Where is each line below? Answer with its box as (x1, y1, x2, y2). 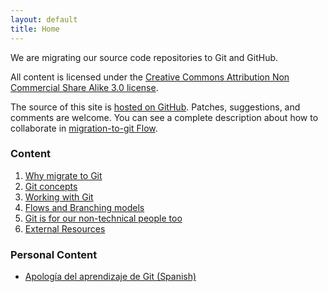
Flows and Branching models (24, 201, 145, 213)
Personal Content (10, 247, 98, 261)
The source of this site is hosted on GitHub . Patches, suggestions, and (10, 101, 301, 113)
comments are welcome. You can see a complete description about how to (10, 111, 319, 123)
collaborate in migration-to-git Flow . (10, 122, 158, 134)
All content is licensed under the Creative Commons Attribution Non (10, 71, 290, 83)
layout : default (10, 14, 78, 25)
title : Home (10, 24, 60, 34)
